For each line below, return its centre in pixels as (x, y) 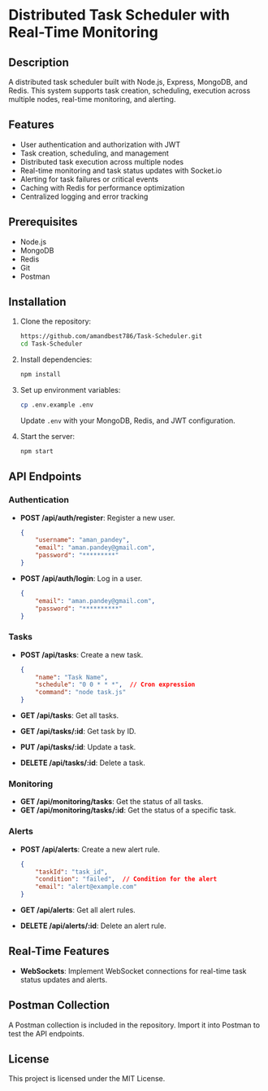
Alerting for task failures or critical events (89, 179)
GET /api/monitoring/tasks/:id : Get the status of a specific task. (128, 810)
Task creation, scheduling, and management (94, 153)
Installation (37, 302)
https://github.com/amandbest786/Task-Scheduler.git (111, 337)
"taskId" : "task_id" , (71, 872)
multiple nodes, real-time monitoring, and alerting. (92, 99)
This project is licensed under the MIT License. (87, 1079)
